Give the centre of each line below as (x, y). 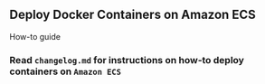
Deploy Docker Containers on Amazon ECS (132, 15)
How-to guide (35, 36)
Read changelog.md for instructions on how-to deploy (127, 60)
